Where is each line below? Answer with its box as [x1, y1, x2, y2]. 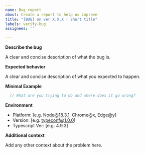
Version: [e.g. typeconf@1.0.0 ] [12, 117, 76, 123]
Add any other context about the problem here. [5, 142, 103, 148]
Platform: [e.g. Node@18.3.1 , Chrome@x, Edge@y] [12, 112, 117, 118]
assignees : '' [5, 26, 35, 31]
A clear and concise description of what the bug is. [5, 54, 111, 60]
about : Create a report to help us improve [5, 12, 98, 17]
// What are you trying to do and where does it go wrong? [10, 93, 136, 98]
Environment [5, 102, 33, 108]
